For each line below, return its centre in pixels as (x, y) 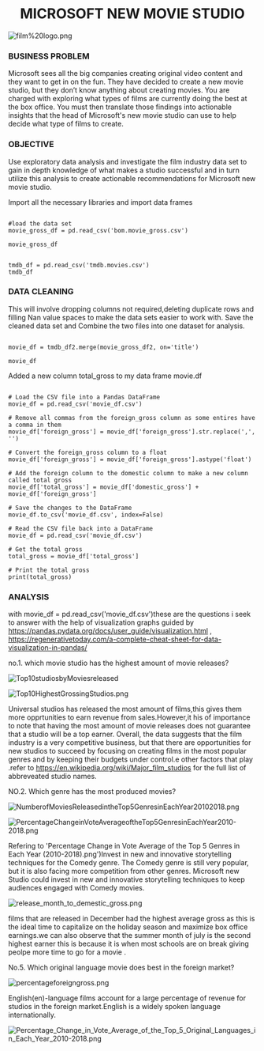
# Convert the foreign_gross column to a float (88, 452)
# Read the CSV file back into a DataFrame (81, 528)
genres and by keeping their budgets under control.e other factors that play (131, 759)
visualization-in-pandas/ (48, 648)
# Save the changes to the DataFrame (70, 508)
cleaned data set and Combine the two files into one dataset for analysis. (127, 326)
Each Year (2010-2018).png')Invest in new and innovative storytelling (120, 854)
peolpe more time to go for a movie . (67, 952)
